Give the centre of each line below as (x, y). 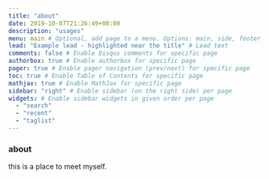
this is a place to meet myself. (58, 167)
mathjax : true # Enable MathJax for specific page (95, 83)
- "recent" (34, 114)
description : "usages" (46, 31)
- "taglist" (36, 121)
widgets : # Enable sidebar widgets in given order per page (112, 98)
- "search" (34, 106)
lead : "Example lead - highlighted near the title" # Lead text (118, 46)
